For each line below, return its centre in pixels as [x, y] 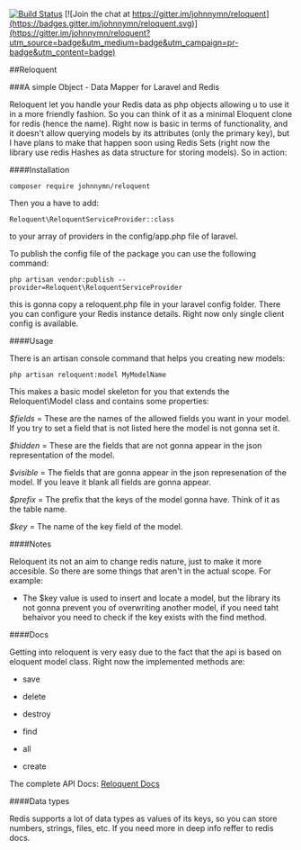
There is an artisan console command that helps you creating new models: [147, 358]
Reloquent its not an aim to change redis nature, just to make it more [136, 561]
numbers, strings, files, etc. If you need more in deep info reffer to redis [142, 828]
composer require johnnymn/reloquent [80, 186]
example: [26, 580]
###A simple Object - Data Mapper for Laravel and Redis [115, 87]
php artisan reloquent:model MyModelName [88, 375]
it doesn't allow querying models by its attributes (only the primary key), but [150, 133]
